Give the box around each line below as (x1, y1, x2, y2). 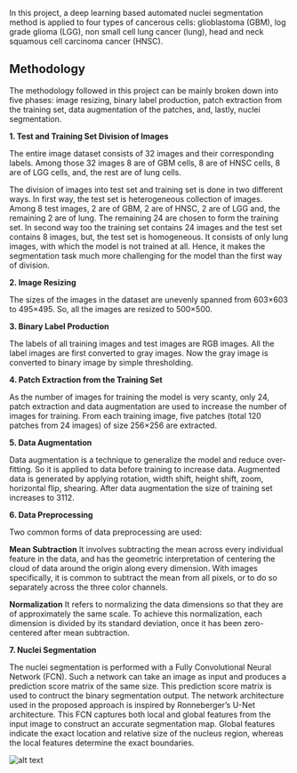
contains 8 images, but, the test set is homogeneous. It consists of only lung (9, 231, 289, 242)
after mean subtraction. (44, 627, 131, 638)
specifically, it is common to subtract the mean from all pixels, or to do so (9, 572, 277, 583)
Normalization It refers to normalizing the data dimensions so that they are (9, 599, 284, 609)
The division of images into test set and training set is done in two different (9, 184, 283, 195)
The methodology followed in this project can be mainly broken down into (9, 85, 279, 96)
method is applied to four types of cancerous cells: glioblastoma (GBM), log (9, 17, 286, 28)
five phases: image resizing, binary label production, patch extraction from (9, 94, 283, 105)
